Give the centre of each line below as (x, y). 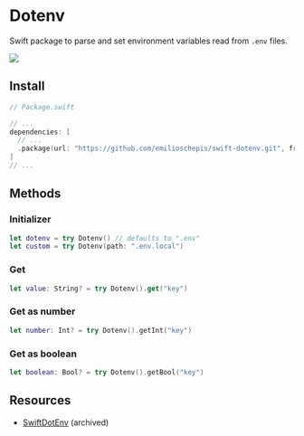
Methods (35, 194)
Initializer (30, 220)
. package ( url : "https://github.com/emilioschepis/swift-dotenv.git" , (151, 149)
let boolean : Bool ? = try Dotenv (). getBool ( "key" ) (107, 372)
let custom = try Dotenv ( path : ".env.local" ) (96, 246)
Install (27, 86)
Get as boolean (43, 354)
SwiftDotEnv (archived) (66, 422)
